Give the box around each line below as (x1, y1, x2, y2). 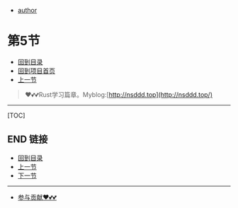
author (17, 6, 38, 14)
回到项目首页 (17, 67, 55, 75)
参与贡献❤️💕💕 (17, 192, 57, 201)
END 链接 (7, 134, 48, 146)
